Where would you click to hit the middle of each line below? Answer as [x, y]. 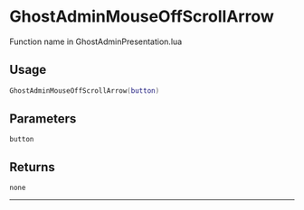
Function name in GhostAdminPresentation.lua [96, 41]
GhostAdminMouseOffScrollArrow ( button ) [85, 91]
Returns [33, 167]
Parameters [43, 119]
